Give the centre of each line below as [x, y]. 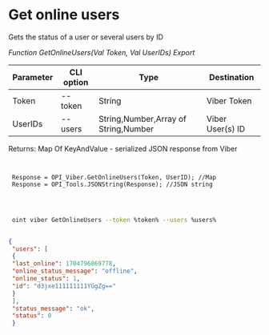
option [76, 82]
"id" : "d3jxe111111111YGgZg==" [64, 286]
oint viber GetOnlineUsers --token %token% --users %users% [114, 220]
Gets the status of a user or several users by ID [86, 37]
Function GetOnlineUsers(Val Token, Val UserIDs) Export [102, 52]
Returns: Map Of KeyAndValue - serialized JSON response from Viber [123, 148]
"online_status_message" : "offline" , [74, 271]
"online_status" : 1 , [46, 279]
